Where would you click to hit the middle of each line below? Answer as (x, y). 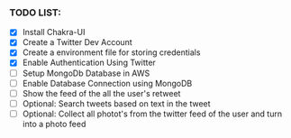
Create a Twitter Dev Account (77, 42)
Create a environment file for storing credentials (111, 52)
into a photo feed (54, 124)
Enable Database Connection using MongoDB (107, 83)
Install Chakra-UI (54, 32)
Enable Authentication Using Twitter (89, 63)
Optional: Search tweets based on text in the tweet (116, 103)
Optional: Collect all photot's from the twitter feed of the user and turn (152, 114)
